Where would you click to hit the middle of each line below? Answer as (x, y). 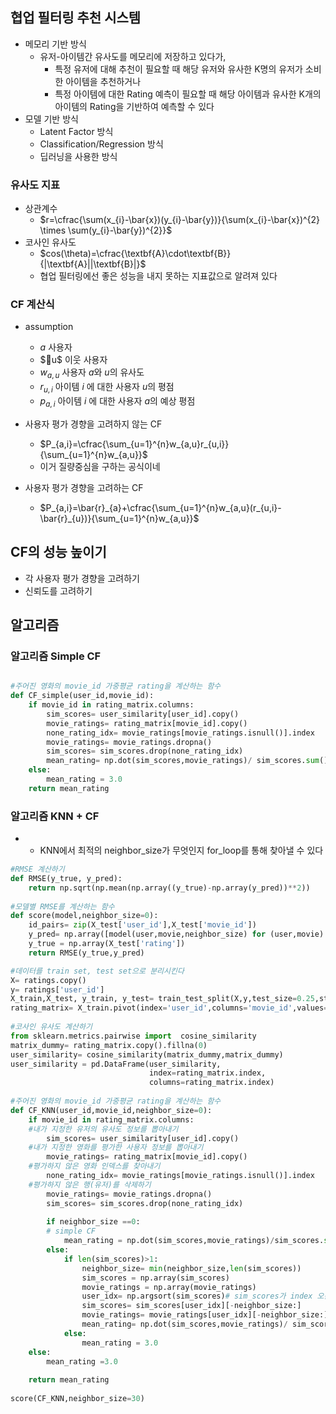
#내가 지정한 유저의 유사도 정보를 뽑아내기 (103, 1129)
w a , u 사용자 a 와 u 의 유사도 (92, 373)
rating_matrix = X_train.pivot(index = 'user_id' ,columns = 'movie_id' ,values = (169, 1008)
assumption (49, 327)
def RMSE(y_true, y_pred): (66, 878)
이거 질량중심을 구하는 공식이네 (100, 466)
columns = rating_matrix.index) (211, 1083)
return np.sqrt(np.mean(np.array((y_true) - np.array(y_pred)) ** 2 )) (169, 888)
